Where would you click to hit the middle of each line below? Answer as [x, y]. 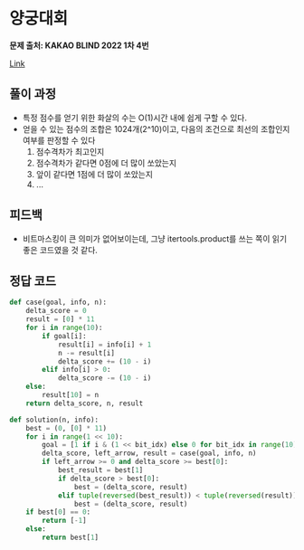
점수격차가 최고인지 [70, 151]
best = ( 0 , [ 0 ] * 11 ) [66, 428]
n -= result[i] [86, 353]
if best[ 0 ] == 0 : [58, 512]
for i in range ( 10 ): [64, 327]
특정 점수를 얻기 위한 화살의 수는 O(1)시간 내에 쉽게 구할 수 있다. [134, 118]
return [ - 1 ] [65, 521]
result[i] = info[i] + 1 [104, 345]
